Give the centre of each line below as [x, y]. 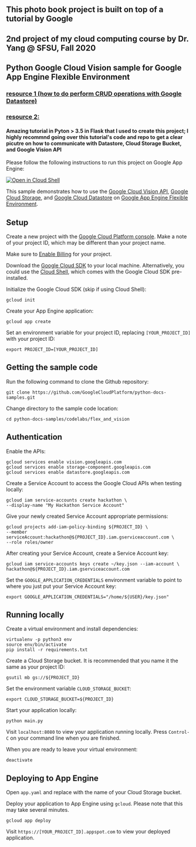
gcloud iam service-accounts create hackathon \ [67, 500]
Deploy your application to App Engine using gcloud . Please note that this [94, 804]
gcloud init [21, 300]
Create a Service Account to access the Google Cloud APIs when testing [94, 483]
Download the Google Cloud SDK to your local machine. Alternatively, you [95, 266]
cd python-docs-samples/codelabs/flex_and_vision [68, 419]
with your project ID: [31, 339]
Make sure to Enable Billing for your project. [59, 254]
